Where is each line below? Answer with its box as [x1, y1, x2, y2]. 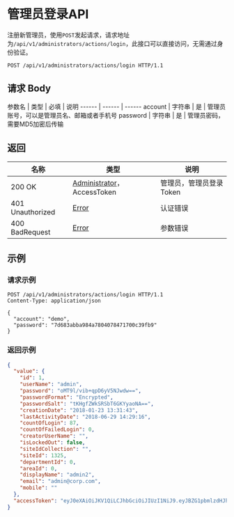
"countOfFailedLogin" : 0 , [19, 426, 95, 434]
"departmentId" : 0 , [19, 459, 77, 466]
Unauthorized [10, 207, 56, 216]
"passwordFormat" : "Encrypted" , [19, 394, 114, 401]
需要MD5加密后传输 [7, 120, 64, 128]
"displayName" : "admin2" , [19, 471, 95, 479]
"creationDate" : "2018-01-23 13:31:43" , [19, 406, 139, 414]
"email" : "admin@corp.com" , [19, 478, 101, 485]
